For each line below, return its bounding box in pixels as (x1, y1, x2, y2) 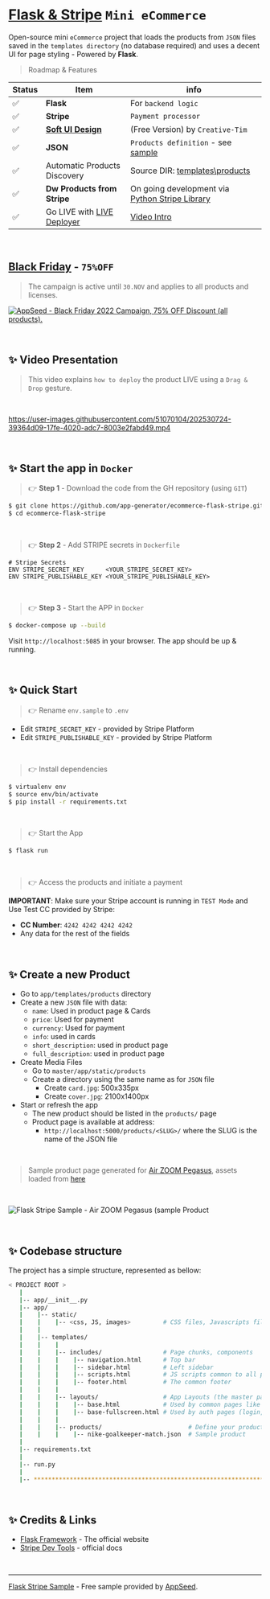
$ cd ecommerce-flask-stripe (8, 509, 106, 518)
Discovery (45, 170, 84, 181)
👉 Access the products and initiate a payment (27, 878, 183, 887)
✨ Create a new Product (8, 968, 130, 981)
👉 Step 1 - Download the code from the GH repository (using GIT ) (27, 483, 247, 493)
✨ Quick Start (8, 684, 78, 697)
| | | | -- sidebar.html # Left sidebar (18, 1363, 215, 1371)
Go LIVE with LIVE (45, 206, 114, 217)
